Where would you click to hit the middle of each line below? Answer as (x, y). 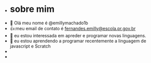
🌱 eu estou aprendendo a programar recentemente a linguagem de (78, 41)
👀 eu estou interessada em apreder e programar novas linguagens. (78, 35)
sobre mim (32, 9)
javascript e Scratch (30, 46)
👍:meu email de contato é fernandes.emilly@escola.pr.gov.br (73, 28)
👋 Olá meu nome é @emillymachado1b (49, 23)
